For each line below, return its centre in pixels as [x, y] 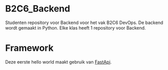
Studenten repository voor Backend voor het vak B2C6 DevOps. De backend [84, 22]
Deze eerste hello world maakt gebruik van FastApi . [58, 62]
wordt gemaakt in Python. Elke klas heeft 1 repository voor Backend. [76, 27]
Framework [29, 48]
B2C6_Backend [38, 9]
